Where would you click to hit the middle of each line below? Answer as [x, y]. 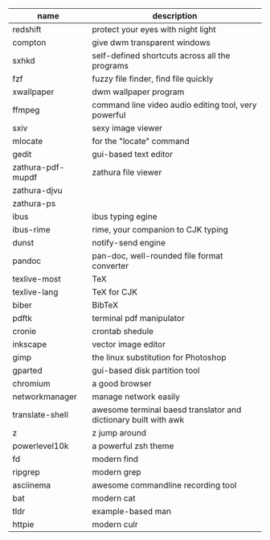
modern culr [115, 524]
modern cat [114, 498]
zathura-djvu [37, 190]
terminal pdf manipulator [138, 318]
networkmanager [45, 396]
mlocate [28, 141]
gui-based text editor [133, 154]
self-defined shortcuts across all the [161, 56]
